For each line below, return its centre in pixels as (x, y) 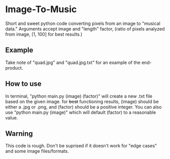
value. (12, 117)
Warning (19, 133)
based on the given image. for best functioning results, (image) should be (82, 101)
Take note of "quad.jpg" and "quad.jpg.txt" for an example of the (73, 62)
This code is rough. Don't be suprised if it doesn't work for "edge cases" (81, 146)
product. (14, 68)
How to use (23, 84)
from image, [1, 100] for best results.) (44, 34)
